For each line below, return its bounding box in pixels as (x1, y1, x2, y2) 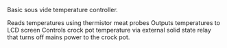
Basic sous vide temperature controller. (7, 6, 118, 14)
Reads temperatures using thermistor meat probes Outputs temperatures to (7, 19, 221, 26)
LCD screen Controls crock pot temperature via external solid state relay (7, 26, 211, 34)
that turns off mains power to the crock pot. (7, 33, 130, 41)
